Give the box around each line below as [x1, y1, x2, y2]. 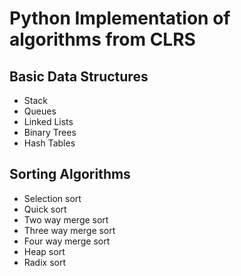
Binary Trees [23, 127, 77, 138]
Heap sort [23, 245, 66, 257]
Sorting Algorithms [9, 166, 131, 183]
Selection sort [23, 192, 82, 204]
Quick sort [23, 203, 67, 215]
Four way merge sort [23, 235, 111, 247]
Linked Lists [23, 116, 74, 127]
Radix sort [23, 256, 66, 268]
